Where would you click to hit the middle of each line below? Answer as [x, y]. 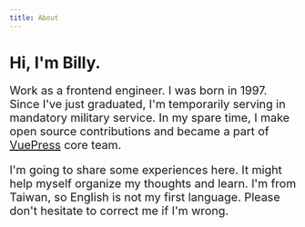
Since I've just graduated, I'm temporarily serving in [147, 104]
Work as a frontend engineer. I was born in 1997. [138, 90]
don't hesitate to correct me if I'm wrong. [119, 211]
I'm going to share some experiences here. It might [146, 170]
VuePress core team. [66, 145]
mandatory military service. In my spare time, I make [149, 118]
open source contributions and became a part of [139, 131]
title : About [34, 18]
